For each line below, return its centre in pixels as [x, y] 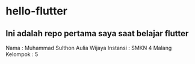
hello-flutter [36, 11]
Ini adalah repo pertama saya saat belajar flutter [97, 34]
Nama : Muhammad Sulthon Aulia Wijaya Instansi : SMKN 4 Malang [89, 48]
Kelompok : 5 [22, 54]
